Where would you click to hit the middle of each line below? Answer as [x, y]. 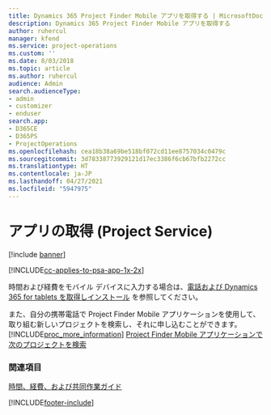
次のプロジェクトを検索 [47, 344]
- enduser [25, 114]
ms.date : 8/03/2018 [41, 61]
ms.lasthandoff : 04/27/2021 [56, 182]
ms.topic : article [39, 69]
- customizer [30, 106]
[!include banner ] [37, 254]
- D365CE [23, 129]
